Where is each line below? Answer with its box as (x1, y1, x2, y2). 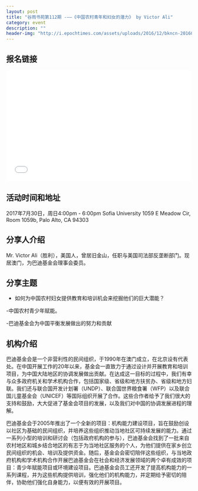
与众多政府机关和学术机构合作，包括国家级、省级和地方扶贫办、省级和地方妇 (6, 378, 192, 385)
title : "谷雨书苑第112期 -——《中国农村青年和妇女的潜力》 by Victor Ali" (6, 14, 173, 20)
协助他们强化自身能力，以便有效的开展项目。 (16, 479, 125, 486)
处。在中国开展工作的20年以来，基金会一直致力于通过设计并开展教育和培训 (6, 363, 189, 370)
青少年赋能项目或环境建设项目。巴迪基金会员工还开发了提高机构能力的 (16, 464, 187, 471)
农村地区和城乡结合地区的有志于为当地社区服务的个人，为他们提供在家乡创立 (6, 442, 192, 449)
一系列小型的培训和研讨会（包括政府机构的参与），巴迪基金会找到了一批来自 (6, 434, 190, 441)
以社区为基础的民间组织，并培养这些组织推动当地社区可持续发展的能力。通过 (6, 427, 192, 434)
